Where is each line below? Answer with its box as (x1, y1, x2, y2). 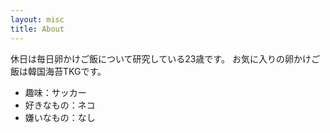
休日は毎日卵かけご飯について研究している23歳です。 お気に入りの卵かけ (10, 52, 312, 65)
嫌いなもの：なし (24, 111, 96, 123)
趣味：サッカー (24, 86, 87, 98)
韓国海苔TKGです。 (27, 65, 107, 77)
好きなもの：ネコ (24, 99, 96, 111)
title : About (10, 24, 65, 34)
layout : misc (10, 14, 65, 25)
